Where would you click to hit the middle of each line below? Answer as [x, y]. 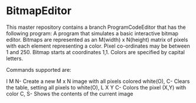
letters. [15, 58]
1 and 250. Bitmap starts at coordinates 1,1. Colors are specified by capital [95, 52]
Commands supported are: [39, 69]
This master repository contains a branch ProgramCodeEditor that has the [96, 27]
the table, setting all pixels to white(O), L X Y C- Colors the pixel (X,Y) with [96, 87]
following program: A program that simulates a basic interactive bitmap [92, 33]
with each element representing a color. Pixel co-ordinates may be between [98, 46]
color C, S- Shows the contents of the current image [70, 94]
